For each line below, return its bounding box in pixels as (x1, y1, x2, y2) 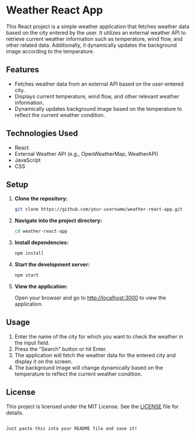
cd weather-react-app (14, 228, 67, 234)
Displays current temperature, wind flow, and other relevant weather (14, 93, 180, 100)
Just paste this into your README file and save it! (6, 425, 138, 431)
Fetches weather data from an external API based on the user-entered (14, 80, 184, 87)
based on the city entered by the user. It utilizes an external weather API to (6, 29, 186, 36)
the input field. (14, 339, 50, 346)
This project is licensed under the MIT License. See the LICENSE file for (6, 402, 179, 410)
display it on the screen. (14, 358, 73, 365)
